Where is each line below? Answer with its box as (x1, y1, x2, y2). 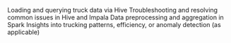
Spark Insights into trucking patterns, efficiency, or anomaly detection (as (7, 21, 221, 28)
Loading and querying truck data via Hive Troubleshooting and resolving (7, 6, 218, 14)
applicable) (7, 28, 40, 36)
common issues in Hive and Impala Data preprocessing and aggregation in (7, 13, 224, 21)
